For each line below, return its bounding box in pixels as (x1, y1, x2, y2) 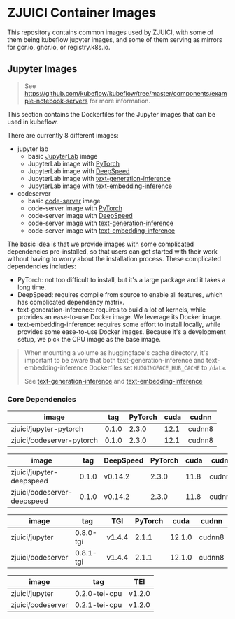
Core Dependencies (7, 394, 77, 404)
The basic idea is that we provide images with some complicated (7, 240, 194, 248)
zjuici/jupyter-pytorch (10, 424, 84, 434)
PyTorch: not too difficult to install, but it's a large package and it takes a (17, 275, 226, 284)
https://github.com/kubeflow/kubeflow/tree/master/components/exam (24, 89, 227, 97)
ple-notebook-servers (24, 96, 88, 105)
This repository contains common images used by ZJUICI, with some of (7, 28, 214, 36)
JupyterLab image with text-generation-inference (27, 174, 171, 182)
